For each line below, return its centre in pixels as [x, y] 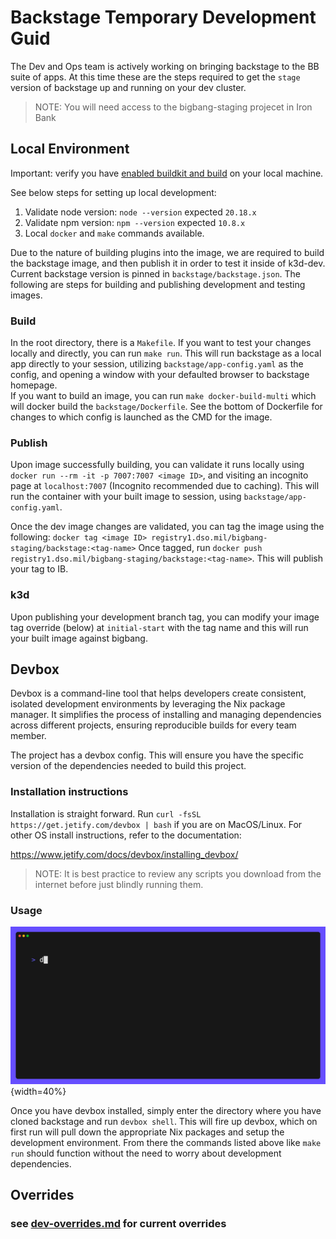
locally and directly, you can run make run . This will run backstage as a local [166, 353]
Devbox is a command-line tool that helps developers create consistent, [158, 693]
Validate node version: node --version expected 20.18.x [140, 212]
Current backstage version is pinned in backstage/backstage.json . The [155, 273]
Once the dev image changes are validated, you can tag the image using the [167, 527]
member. [28, 736]
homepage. [34, 385]
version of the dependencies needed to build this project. [128, 766]
